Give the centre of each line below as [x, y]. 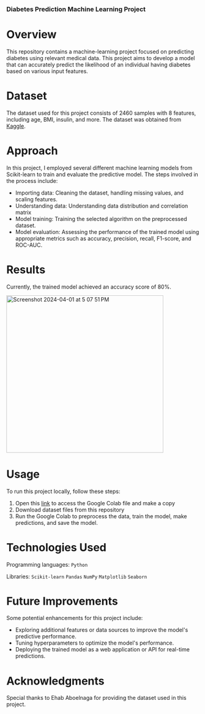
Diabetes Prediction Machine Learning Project [76, 9]
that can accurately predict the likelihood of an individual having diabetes [99, 64]
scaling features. [36, 199]
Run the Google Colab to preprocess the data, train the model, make [101, 516]
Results [26, 270]
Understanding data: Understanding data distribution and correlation [102, 206]
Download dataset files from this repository [70, 510]
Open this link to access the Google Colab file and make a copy [95, 503]
